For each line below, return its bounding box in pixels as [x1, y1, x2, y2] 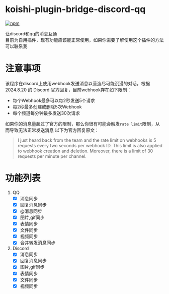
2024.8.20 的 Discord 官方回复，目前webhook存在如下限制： [5, 87, 132, 93]
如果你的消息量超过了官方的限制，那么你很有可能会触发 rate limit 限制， [5, 121, 156, 127]
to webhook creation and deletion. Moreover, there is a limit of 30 [17, 148, 153, 154]
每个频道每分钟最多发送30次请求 [12, 110, 80, 116]
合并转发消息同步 [20, 240, 56, 246]
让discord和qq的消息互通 [5, 30, 57, 36]
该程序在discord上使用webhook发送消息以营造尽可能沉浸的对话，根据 [5, 80, 150, 86]
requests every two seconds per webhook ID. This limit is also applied [17, 142, 162, 148]
